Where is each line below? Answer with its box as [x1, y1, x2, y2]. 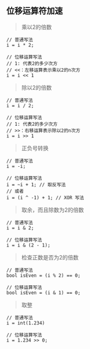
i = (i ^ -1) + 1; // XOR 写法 [6, 194, 84, 201]
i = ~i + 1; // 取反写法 [6, 182, 66, 188]
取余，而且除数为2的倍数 [21, 206, 84, 213]
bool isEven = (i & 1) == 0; [6, 290, 81, 296]
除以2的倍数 [21, 83, 52, 91]
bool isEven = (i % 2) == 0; [6, 272, 81, 278]
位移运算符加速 [6, 6, 63, 17]
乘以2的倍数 [21, 23, 52, 31]
